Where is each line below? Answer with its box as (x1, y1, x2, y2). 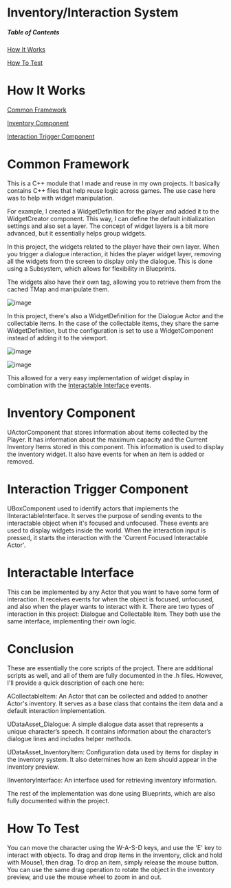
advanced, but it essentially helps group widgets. (7, 229, 146, 238)
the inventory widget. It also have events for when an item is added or (7, 450, 205, 458)
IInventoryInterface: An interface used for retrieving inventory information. (7, 776, 217, 784)
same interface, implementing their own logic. (7, 617, 137, 625)
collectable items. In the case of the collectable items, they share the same (7, 319, 219, 328)
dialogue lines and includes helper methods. (7, 734, 133, 743)
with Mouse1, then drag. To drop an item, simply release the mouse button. (7, 858, 219, 866)
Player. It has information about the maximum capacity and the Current (7, 435, 208, 444)
